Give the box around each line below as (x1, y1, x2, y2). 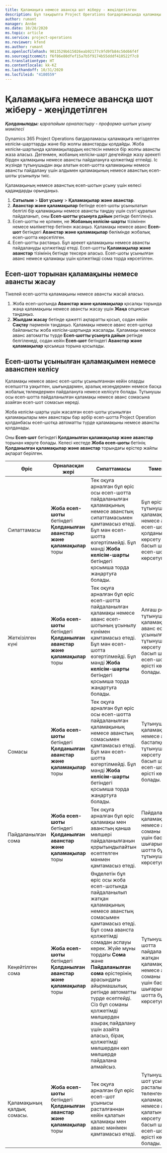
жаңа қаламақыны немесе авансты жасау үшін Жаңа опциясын (12, 306, 150, 312)
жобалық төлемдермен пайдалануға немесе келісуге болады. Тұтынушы (5, 389, 161, 395)
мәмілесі (5, 126, 24, 132)
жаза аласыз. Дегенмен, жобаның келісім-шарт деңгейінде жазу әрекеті (5, 151, 161, 157)
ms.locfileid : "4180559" (5, 72, 57, 77)
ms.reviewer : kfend (5, 40, 46, 45)
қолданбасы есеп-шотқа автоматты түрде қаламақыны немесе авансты (5, 419, 160, 426)
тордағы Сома (90, 951, 126, 958)
